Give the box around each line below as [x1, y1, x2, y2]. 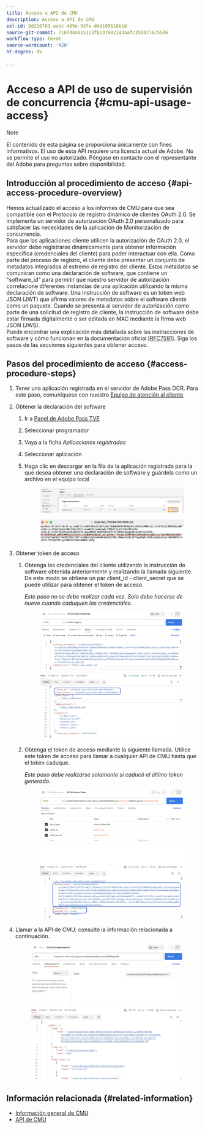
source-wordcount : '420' [6, 42, 70, 48]
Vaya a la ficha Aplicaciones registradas [24, 439, 126, 446]
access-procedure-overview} [6, 188, 122, 198]
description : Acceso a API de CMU [6, 16, 95, 23]
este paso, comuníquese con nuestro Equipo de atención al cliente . [15, 391, 185, 398]
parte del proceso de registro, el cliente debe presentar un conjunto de [6, 256, 185, 263]
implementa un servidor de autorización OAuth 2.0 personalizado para [6, 217, 184, 224]
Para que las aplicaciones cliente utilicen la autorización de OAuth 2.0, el [6, 236, 190, 244]
